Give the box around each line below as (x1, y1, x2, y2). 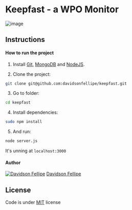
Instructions (5, 35, 45, 44)
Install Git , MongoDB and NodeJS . (12, 61, 85, 67)
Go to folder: (12, 90, 39, 96)
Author (5, 159, 21, 165)
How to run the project (5, 50, 54, 56)
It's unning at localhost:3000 (5, 148, 67, 154)
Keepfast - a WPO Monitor (5, 4, 119, 15)
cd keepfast (5, 100, 31, 106)
